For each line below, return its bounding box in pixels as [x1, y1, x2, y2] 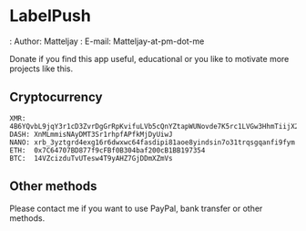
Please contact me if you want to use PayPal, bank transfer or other [9, 203, 263, 214]
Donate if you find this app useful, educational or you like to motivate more [9, 53, 290, 64]
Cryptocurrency [9, 89, 103, 105]
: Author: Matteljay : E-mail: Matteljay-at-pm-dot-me [9, 36, 205, 47]
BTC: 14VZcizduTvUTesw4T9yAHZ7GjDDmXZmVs [9, 153, 173, 163]
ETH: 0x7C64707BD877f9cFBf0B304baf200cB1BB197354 [9, 145, 206, 155]
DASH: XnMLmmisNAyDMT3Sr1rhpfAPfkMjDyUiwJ [9, 130, 173, 139]
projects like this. [9, 63, 74, 74]
